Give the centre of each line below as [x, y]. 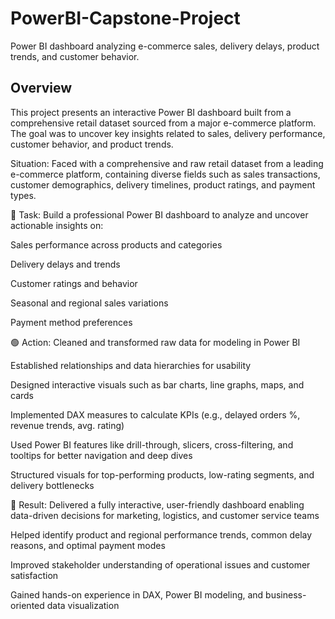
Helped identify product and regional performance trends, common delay [161, 534]
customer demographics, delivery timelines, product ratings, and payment [163, 184]
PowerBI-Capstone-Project [125, 18]
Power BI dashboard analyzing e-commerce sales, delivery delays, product [165, 46]
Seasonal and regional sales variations [89, 303]
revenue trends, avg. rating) [67, 425]
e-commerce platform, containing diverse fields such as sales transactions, [165, 174]
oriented [27, 605]
